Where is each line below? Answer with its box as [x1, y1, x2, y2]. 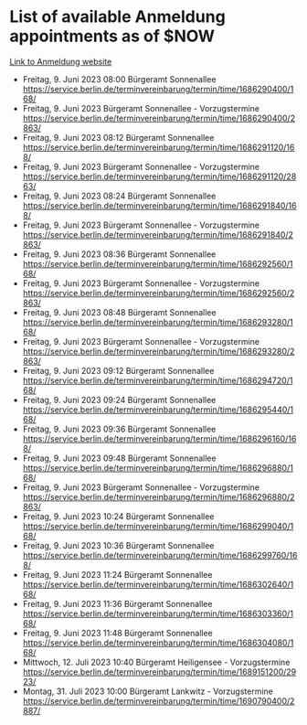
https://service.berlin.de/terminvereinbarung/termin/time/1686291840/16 [22, 199, 297, 211]
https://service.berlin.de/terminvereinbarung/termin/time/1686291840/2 [22, 229, 294, 240]
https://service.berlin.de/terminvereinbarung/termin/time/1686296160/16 [22, 432, 297, 444]
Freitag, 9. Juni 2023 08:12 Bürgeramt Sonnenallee [22, 132, 215, 143]
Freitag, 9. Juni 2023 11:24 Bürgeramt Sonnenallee [22, 569, 213, 580]
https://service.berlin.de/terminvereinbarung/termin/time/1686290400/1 [22, 83, 294, 94]
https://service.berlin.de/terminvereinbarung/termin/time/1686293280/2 [22, 346, 295, 357]
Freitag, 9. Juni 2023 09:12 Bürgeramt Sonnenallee [22, 365, 215, 376]
